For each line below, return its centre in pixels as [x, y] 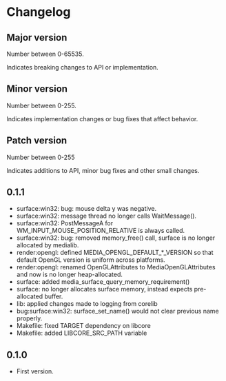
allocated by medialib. [48, 245]
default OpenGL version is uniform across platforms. [91, 260]
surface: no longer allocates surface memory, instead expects [104, 289]
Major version [37, 38]
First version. [35, 371]
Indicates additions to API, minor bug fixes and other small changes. [103, 170]
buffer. [53, 296]
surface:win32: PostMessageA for [65, 223]
